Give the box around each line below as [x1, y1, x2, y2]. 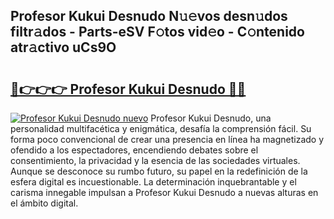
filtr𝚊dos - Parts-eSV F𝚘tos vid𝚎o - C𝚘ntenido [10, 24, 305, 41]
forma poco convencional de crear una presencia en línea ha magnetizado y [10, 134, 325, 145]
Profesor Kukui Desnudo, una [150, 112, 272, 124]
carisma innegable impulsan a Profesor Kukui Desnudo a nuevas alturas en [10, 187, 319, 198]
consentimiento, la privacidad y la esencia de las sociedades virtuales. [10, 155, 301, 166]
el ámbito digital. [10, 197, 79, 209]
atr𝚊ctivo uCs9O [10, 39, 117, 56]
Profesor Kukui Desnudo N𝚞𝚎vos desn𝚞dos [10, 8, 288, 25]
